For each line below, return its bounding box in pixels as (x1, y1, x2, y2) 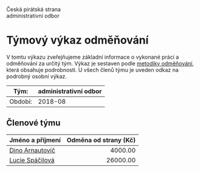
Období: (9, 97, 32, 105)
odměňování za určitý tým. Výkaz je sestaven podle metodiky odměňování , (6, 59, 195, 67)
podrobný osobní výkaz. (6, 73, 67, 80)
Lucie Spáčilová (9, 156, 55, 164)
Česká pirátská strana (6, 6, 61, 13)
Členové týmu (6, 118, 61, 128)
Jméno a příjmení (9, 136, 61, 144)
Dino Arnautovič (9, 146, 56, 154)
